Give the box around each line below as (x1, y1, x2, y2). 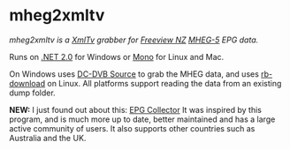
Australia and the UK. (9, 132, 87, 143)
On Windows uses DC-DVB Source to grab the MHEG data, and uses (9, 68, 259, 79)
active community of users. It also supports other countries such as (9, 123, 256, 133)
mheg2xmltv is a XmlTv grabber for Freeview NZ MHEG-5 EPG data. (9, 34, 259, 45)
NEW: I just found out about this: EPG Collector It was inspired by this (9, 104, 263, 115)
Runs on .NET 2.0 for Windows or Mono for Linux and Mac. (9, 51, 225, 62)
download (9, 78, 46, 88)
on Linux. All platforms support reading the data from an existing (47, 78, 282, 88)
